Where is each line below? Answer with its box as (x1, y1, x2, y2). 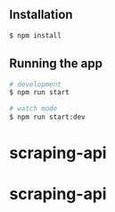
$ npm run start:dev (9, 112, 86, 122)
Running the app (9, 56, 103, 71)
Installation (9, 7, 73, 22)
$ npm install (9, 31, 62, 40)
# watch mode (9, 104, 58, 113)
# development (9, 80, 62, 89)
